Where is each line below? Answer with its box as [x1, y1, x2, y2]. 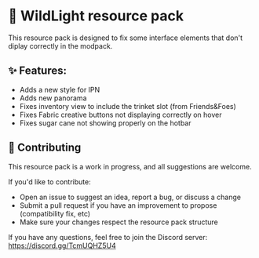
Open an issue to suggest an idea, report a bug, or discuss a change [19, 192, 242, 202]
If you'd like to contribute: [8, 176, 92, 187]
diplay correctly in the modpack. [8, 41, 113, 50]
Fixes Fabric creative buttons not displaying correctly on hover [19, 110, 222, 119]
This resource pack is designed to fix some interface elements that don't [8, 33, 243, 42]
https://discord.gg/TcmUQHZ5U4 [8, 241, 116, 250]
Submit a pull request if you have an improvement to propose [19, 200, 217, 210]
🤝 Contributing [8, 141, 82, 154]
